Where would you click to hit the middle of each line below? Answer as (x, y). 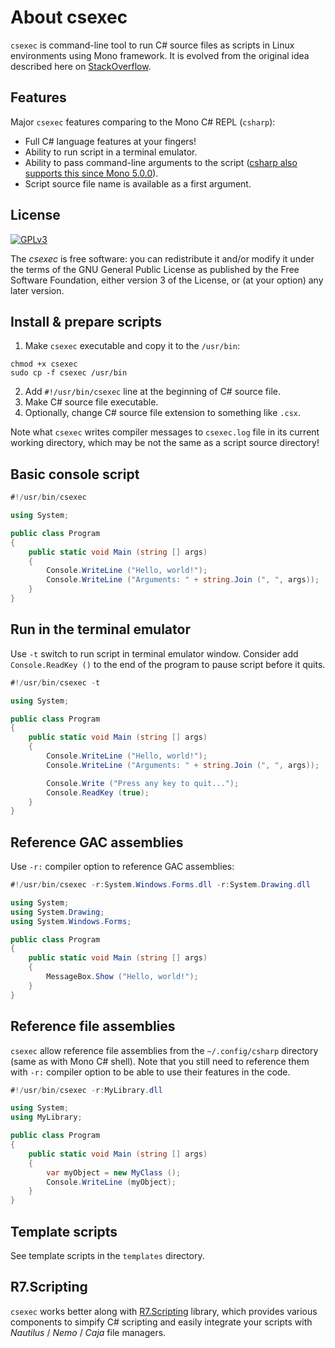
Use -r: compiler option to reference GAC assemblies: (122, 867)
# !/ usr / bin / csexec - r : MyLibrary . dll (86, 1090)
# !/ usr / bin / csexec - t (55, 682)
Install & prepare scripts (86, 321)
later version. (37, 290)
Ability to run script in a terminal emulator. (111, 152)
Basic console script (75, 474)
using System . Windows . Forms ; (71, 921)
